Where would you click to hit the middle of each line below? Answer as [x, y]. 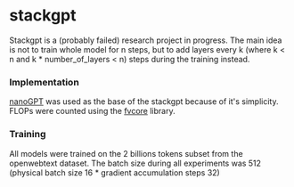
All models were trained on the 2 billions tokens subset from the [126, 153]
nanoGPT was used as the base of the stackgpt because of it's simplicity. [144, 102]
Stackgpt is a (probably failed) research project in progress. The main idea [146, 40]
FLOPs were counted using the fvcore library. [92, 111]
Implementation [45, 82]
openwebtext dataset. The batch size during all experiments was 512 [135, 163]
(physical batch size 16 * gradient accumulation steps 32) [114, 172]
